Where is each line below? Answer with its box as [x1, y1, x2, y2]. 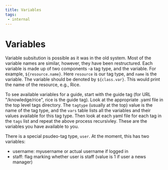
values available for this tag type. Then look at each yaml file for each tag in [5, 113, 162, 119]
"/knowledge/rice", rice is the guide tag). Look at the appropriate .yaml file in [5, 97, 163, 103]
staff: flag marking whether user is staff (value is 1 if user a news [12, 154, 146, 160]
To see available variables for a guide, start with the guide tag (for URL [5, 92, 151, 98]
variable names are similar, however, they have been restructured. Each [5, 60, 153, 66]
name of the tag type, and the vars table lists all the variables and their [5, 108, 151, 114]
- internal [7, 17, 30, 22]
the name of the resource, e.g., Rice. [5, 81, 81, 88]
